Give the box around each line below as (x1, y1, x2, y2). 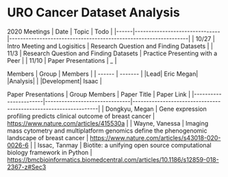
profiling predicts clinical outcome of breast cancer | (7, 111, 155, 120)
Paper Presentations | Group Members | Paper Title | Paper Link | (7, 90, 190, 98)
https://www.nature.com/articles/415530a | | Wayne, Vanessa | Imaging (7, 119, 209, 127)
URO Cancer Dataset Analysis (7, 5, 180, 21)
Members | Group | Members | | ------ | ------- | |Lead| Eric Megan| (7, 70, 199, 78)
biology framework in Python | (7, 148, 92, 156)
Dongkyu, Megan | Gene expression (105, 105, 207, 113)
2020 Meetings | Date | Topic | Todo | (7, 27, 113, 36)
